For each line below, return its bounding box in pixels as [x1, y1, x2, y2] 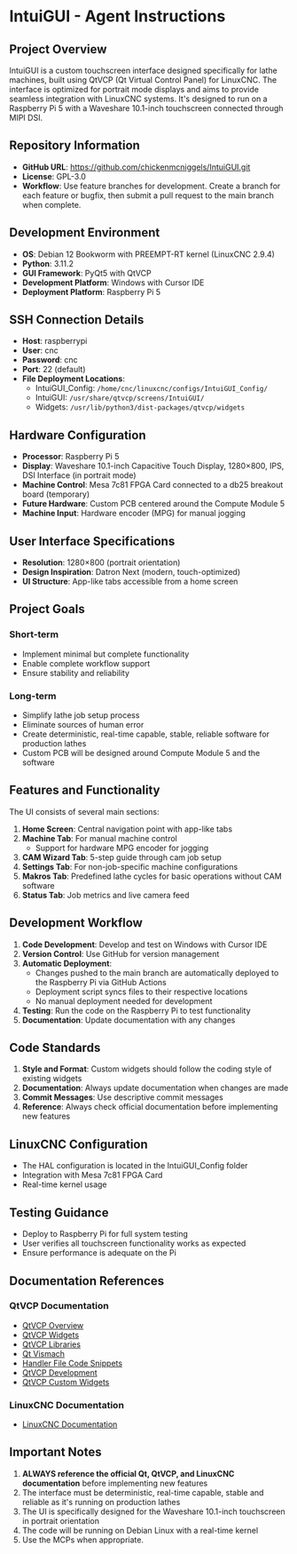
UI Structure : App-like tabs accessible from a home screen [21, 576, 238, 587]
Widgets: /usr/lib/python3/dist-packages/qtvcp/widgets [35, 402, 246, 412]
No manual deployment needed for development [35, 995, 213, 1006]
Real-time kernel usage [21, 1179, 107, 1190]
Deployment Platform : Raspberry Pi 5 [21, 286, 161, 297]
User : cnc [21, 345, 59, 356]
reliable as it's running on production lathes [21, 1496, 181, 1507]
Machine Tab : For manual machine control [21, 833, 177, 843]
